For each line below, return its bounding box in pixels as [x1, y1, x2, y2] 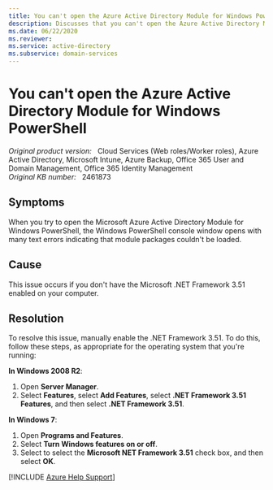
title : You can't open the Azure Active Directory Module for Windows [8, 11, 253, 20]
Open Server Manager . [19, 382, 99, 392]
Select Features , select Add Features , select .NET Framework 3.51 [19, 391, 246, 401]
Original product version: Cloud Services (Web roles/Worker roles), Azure [8, 145, 258, 155]
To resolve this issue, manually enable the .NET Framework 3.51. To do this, [8, 333, 261, 343]
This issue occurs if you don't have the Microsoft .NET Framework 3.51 [8, 280, 245, 289]
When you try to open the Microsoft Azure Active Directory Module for [8, 217, 244, 227]
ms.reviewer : [8, 34, 53, 43]
